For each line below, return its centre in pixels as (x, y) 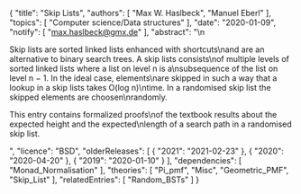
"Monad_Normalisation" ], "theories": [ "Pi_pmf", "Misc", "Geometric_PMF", (149, 170)
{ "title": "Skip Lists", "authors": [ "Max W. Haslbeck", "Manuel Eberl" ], (141, 13)
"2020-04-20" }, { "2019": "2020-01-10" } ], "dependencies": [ (126, 160)
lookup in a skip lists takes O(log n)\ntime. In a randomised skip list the (141, 88)
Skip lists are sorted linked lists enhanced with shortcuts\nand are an (137, 49)
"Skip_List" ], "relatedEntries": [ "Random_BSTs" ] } (105, 180)
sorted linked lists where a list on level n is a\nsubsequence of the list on (144, 68)
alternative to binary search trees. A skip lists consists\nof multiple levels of (150, 59)
